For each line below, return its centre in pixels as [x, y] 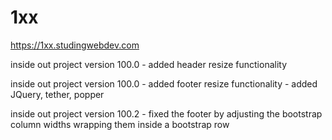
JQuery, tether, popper [57, 94]
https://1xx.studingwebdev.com [75, 45]
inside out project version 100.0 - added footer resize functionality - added [164, 83]
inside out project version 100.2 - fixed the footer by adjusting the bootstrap [166, 113]
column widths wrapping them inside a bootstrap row [120, 124]
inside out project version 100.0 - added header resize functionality [149, 64]
